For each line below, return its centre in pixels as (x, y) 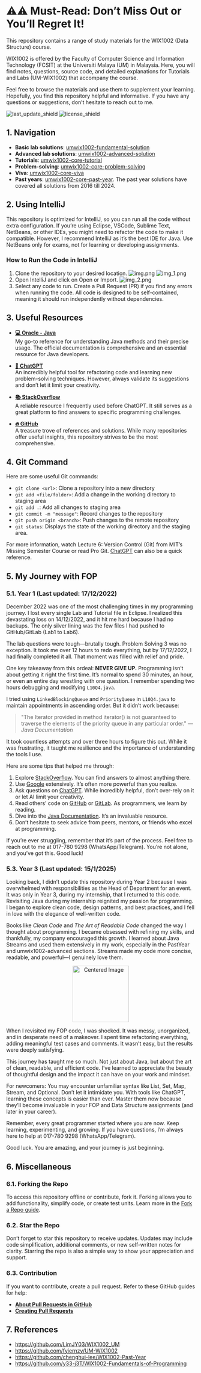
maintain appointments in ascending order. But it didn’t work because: (93, 706)
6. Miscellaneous (39, 1166)
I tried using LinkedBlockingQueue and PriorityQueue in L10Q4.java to (91, 699)
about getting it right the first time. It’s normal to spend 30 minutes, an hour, (100, 674)
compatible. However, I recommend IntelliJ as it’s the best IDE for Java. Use (100, 238)
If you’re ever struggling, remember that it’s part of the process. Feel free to (100, 841)
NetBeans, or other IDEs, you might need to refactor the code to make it (95, 232)
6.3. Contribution (31, 1273)
